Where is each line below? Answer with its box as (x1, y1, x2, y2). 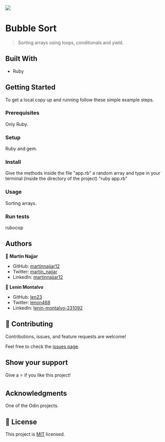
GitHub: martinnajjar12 (12, 263, 60, 269)
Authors (5, 240, 32, 248)
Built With (5, 54, 37, 63)
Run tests (5, 213, 30, 220)
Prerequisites (5, 109, 39, 117)
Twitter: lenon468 (12, 299, 51, 305)
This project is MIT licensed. (5, 431, 65, 437)
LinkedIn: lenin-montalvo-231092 (12, 305, 83, 311)
